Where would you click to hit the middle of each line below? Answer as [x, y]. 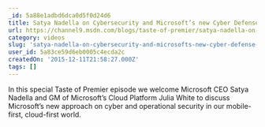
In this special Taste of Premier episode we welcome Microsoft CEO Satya [129, 89]
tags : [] [22, 67]
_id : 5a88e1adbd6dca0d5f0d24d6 [60, 15]
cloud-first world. [53, 114]
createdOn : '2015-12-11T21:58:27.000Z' [74, 60]
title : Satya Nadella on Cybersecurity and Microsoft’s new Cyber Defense [134, 23]
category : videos [37, 37]
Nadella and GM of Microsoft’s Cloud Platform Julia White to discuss [119, 97]
